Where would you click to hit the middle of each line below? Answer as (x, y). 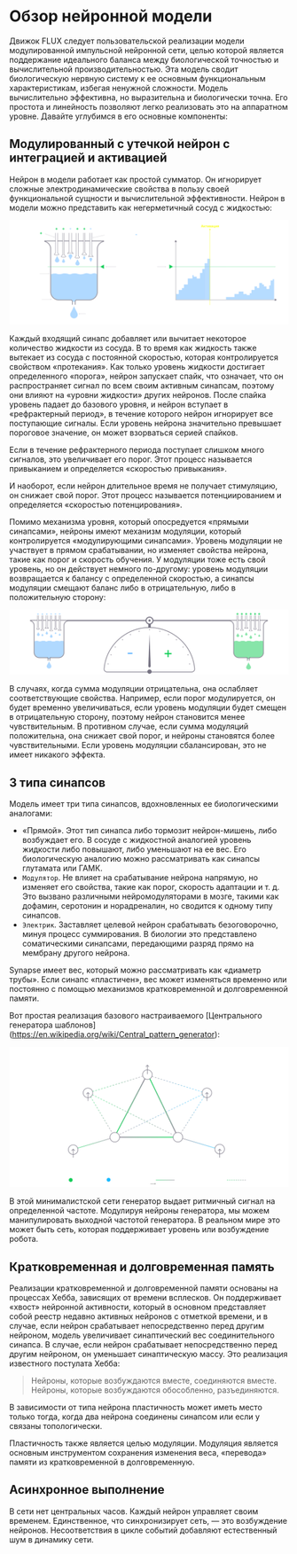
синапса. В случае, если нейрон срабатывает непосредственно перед (143, 1344)
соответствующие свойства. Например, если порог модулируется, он (143, 699)
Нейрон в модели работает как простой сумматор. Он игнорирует (135, 179)
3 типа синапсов (58, 782)
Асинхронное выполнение (87, 1490)
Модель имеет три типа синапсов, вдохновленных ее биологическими (144, 804)
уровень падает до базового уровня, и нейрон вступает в (119, 404)
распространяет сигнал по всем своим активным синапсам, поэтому (142, 385)
